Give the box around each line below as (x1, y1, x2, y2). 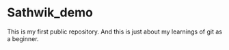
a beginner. (7, 34, 39, 42)
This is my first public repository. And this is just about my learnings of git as (7, 27, 222, 36)
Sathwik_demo (7, 5, 94, 21)
